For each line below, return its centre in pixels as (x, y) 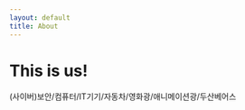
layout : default (40, 18)
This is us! (49, 71)
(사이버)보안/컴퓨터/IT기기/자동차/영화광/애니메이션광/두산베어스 (123, 96)
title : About (34, 26)
